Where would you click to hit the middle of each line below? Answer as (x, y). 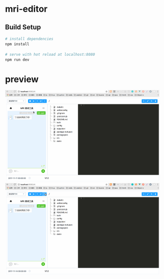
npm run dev (17, 60)
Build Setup (23, 27)
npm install (17, 44)
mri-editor (26, 9)
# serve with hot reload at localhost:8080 (50, 54)
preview (22, 79)
